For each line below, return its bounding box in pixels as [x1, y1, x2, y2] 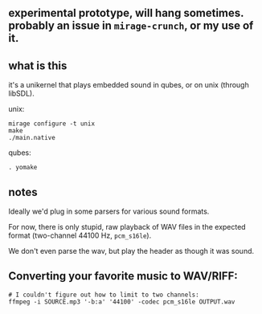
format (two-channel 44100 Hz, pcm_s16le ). [8, 230, 152, 240]
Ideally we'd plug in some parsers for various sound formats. [8, 206, 210, 216]
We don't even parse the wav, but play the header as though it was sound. [8, 247, 255, 256]
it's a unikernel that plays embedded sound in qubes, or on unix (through [8, 80, 249, 90]
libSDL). [8, 88, 35, 99]
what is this [8, 59, 68, 72]
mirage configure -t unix [8, 120, 95, 128]
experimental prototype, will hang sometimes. [8, 6, 244, 20]
